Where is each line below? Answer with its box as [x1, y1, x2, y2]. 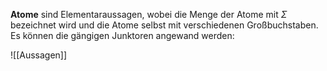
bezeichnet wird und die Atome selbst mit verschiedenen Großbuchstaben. [10, 19, 319, 31]
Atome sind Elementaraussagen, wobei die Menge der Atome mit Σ [10, 9, 288, 20]
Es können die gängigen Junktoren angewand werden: [10, 30, 235, 41]
